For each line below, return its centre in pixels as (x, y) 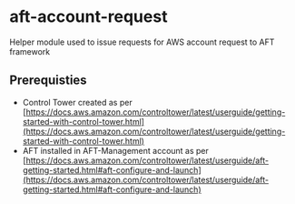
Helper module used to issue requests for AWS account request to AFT (142, 42)
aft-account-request (88, 17)
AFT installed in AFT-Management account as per (115, 150)
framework (30, 51)
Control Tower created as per (78, 102)
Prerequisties (49, 81)
